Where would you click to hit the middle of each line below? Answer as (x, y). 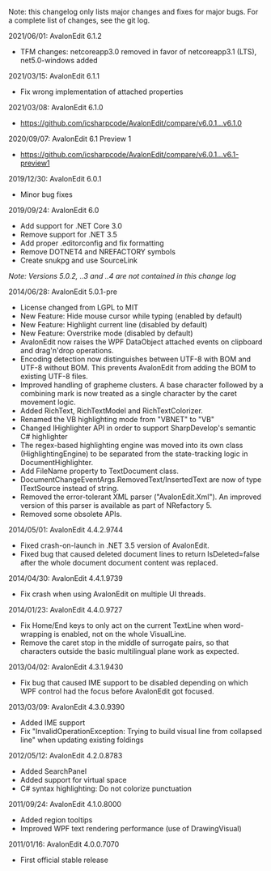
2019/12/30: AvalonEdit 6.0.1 (55, 179)
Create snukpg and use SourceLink (79, 260)
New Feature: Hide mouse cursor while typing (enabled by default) (131, 316)
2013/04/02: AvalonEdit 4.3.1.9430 (66, 667)
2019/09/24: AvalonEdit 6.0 (54, 210)
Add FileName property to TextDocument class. (100, 471)
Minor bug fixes (46, 194)
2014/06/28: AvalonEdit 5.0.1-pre (63, 292)
